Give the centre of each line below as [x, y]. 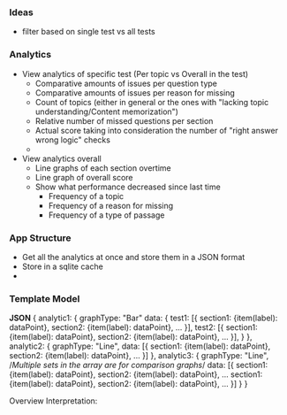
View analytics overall [61, 158]
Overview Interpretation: [53, 401]
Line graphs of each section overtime [103, 168]
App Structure [41, 238]
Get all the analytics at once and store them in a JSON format [133, 257]
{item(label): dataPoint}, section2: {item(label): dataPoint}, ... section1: [136, 374]
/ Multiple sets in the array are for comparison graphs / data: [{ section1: [139, 365]
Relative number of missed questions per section [124, 120]
